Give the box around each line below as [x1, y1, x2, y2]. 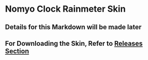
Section [5, 47, 29, 55]
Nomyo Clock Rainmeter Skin [5, 3, 126, 15]
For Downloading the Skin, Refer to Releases [5, 39, 143, 47]
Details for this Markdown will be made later [5, 23, 142, 31]
